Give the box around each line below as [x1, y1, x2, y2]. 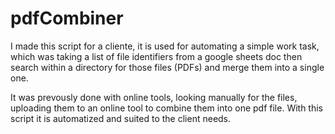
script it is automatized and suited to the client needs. [10, 112, 232, 124]
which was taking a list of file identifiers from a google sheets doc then [10, 50, 303, 62]
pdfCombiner [10, 7, 124, 30]
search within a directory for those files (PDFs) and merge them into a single [10, 61, 325, 73]
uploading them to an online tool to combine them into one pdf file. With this [10, 102, 324, 114]
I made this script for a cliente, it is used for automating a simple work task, [10, 40, 320, 52]
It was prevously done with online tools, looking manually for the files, [10, 91, 298, 103]
